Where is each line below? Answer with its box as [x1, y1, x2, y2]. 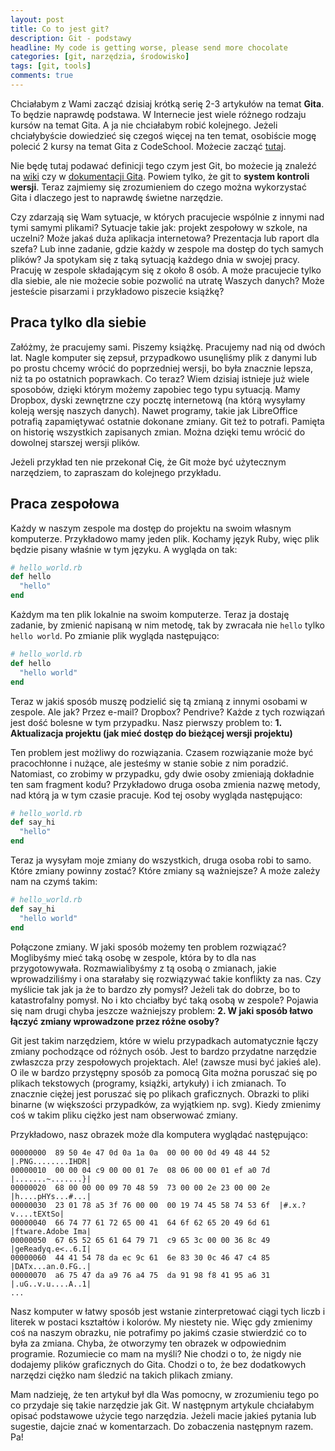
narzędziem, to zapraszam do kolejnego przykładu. [10, 466, 222, 478]
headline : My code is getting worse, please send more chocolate [10, 42, 288, 53]
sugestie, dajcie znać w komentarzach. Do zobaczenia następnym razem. [10, 1420, 314, 1432]
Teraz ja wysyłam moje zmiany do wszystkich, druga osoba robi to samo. [10, 854, 312, 866]
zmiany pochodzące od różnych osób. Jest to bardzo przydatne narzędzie [10, 1045, 317, 1057]
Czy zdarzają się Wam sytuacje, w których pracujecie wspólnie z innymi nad [10, 211, 325, 223]
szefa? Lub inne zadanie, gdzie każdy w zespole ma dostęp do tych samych [10, 242, 324, 255]
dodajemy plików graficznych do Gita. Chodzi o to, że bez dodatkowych [10, 1358, 307, 1370]
